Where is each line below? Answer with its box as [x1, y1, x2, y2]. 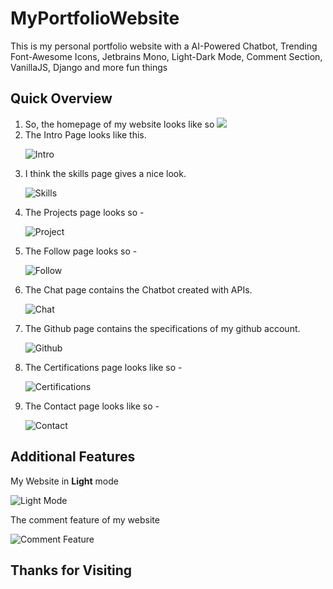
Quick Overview [10, 90, 113, 107]
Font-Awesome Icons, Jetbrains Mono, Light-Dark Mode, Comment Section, [10, 50, 323, 62]
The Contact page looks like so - [24, 400, 160, 412]
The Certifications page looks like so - [24, 361, 183, 373]
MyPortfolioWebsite [10, 7, 180, 30]
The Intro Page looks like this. [24, 128, 147, 141]
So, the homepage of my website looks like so [24, 118, 215, 130]
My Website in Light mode [10, 475, 120, 487]
